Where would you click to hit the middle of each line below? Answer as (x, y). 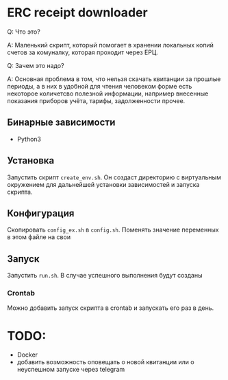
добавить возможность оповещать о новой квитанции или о (105, 362)
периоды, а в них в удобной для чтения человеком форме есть (100, 86)
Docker (27, 355)
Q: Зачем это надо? (36, 65)
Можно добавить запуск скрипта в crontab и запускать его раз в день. (111, 308)
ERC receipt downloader (78, 13)
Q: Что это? (24, 32)
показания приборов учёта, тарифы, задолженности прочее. (96, 100)
